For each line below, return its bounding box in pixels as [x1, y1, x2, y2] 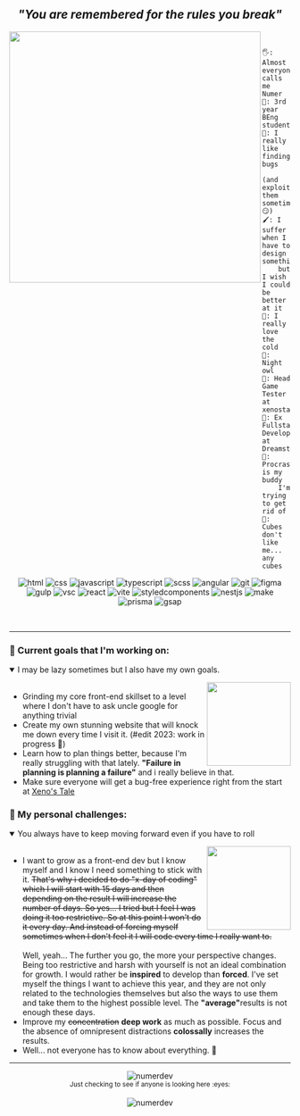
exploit [262, 183, 291, 192]
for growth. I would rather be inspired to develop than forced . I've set [21, 969, 279, 980]
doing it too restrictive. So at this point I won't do [21, 912, 202, 923]
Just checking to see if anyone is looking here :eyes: [70, 1080, 230, 1089]
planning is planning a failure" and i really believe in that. [21, 767, 235, 778]
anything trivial [21, 710, 78, 720]
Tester [262, 389, 287, 398]
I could [262, 280, 291, 289]
